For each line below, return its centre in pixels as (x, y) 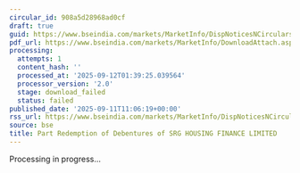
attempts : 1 (40, 59)
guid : (19, 34)
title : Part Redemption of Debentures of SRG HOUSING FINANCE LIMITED (143, 134)
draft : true (31, 26)
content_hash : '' (50, 68)
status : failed (46, 100)
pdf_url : (25, 42)
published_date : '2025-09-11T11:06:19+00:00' (95, 109)
